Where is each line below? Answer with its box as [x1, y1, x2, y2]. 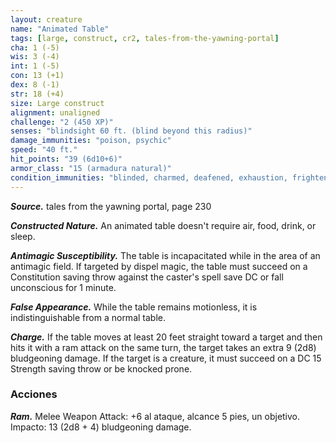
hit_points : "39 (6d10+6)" [10, 154, 123, 164]
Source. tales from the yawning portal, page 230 [10, 200, 212, 212]
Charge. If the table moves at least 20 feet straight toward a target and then [10, 331, 323, 343]
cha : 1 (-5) [10, 42, 60, 53]
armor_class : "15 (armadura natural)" [10, 163, 172, 173]
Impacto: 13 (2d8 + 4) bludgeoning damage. [10, 421, 192, 433]
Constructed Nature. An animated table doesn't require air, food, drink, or [10, 219, 317, 231]
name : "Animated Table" [10, 24, 110, 34]
